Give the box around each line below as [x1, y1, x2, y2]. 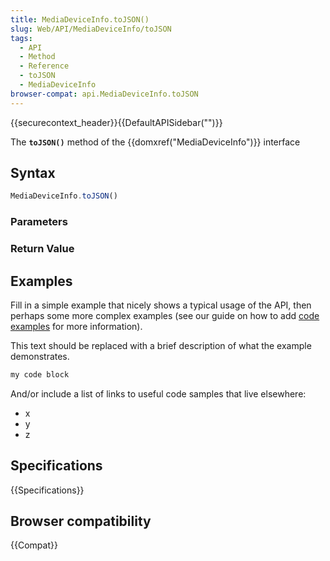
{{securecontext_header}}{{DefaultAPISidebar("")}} [10, 116, 223, 128]
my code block [10, 369, 70, 380]
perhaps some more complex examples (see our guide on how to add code [10, 309, 320, 321]
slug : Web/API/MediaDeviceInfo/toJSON [10, 24, 172, 34]
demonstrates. [10, 350, 70, 362]
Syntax [10, 165, 56, 182]
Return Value [10, 242, 75, 256]
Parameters [10, 215, 68, 229]
